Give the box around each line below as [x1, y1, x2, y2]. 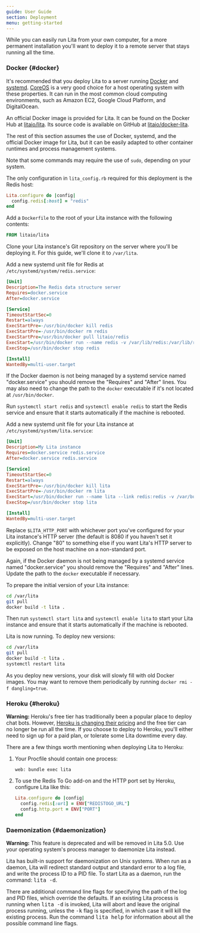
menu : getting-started [6, 20, 62, 26]
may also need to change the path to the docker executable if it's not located [6, 385, 193, 392]
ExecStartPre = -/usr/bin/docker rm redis [6, 329, 108, 334]
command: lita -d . [6, 876, 58, 884]
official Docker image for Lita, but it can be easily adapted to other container [6, 139, 193, 146]
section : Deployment [6, 14, 58, 20]
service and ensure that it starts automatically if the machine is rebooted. [6, 409, 186, 416]
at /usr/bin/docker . [6, 391, 54, 398]
